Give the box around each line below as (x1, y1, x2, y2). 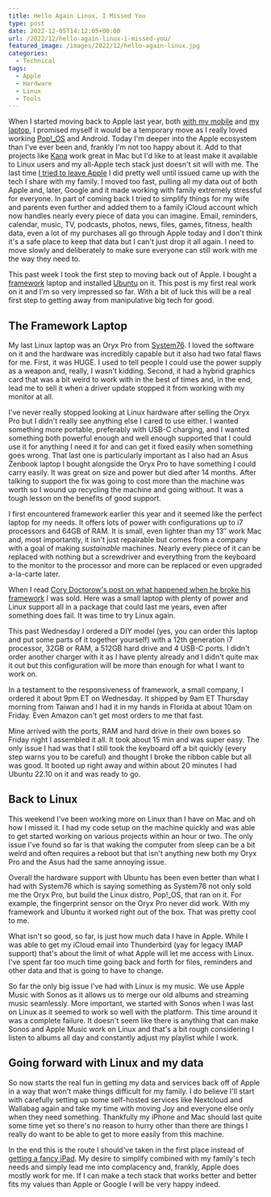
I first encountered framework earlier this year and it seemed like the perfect (8, 509, 262, 519)
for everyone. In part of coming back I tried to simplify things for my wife (8, 194, 250, 204)
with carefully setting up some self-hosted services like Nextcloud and (8, 1094, 244, 1104)
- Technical (15, 57, 56, 65)
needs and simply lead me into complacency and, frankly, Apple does (8, 1161, 240, 1172)
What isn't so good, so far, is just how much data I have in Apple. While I (8, 931, 248, 941)
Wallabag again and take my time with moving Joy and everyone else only (8, 1103, 254, 1113)
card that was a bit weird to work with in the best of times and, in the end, (8, 375, 252, 385)
